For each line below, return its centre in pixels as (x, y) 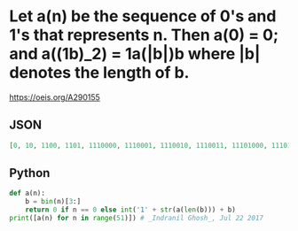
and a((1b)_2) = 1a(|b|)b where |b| (135, 54)
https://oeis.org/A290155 (55, 97)
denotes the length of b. (99, 73)
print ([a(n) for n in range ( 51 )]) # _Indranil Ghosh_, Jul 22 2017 (137, 219)
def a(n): (27, 193)
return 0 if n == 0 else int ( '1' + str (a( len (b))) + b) (131, 210)
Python (30, 173)
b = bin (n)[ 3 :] (53, 202)
